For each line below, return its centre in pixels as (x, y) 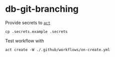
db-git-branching (42, 9)
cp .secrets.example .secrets (37, 31)
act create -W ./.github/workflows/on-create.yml (58, 50)
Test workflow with (25, 41)
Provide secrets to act (28, 23)
